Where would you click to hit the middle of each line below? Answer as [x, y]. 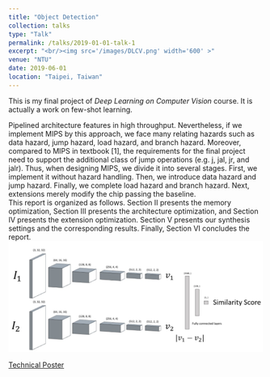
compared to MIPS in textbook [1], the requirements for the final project [127, 150]
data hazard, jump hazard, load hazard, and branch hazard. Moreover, [125, 142]
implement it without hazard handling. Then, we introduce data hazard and [133, 176]
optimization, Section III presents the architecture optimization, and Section [133, 211]
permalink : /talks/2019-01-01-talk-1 [72, 43]
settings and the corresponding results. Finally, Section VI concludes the [129, 228]
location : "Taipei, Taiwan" [56, 77]
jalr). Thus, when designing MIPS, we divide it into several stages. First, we [133, 168]
